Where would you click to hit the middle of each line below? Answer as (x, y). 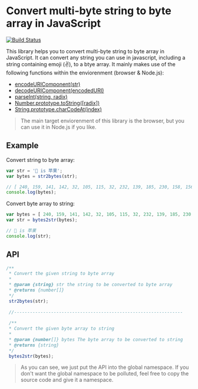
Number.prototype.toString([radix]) (57, 103)
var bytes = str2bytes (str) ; (42, 176)
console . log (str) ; (29, 236)
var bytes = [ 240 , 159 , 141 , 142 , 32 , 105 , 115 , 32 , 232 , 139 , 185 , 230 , (100, 215)
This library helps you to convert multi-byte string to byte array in (85, 51)
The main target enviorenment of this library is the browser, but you (102, 121)
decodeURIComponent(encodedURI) (59, 90)
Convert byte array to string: (40, 204)
